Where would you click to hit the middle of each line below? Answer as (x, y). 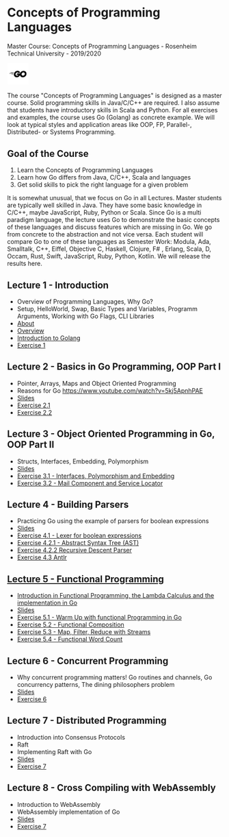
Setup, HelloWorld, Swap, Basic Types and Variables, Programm (107, 308)
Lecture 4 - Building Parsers (68, 504)
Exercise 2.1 (33, 405)
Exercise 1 (31, 345)
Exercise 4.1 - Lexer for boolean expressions (79, 535)
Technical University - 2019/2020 (54, 53)
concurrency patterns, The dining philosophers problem (96, 685)
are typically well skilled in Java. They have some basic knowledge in (105, 205)
